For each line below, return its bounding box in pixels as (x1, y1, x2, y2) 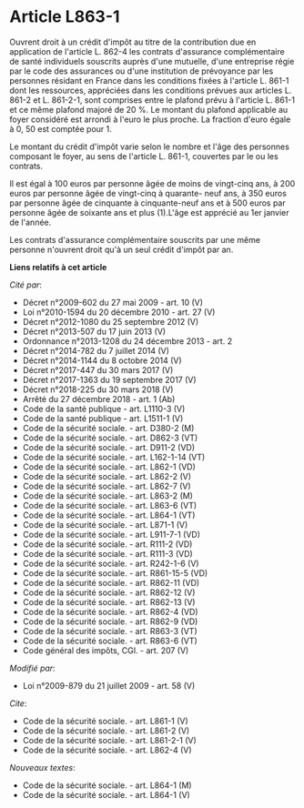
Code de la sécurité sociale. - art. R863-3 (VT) (22, 625, 198, 636)
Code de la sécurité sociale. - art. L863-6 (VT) (22, 500, 198, 510)
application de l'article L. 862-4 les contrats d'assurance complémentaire (9, 45, 285, 56)
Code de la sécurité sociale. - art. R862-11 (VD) (22, 577, 200, 588)
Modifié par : (9, 662, 56, 673)
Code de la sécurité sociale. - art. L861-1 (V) (22, 715, 188, 726)
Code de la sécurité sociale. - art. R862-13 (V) (22, 596, 196, 607)
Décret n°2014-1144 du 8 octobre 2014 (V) (22, 355, 182, 366)
